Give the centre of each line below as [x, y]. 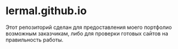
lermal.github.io [46, 11]
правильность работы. [35, 40]
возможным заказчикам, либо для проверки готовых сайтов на [87, 33]
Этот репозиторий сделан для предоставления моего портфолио [89, 27]
